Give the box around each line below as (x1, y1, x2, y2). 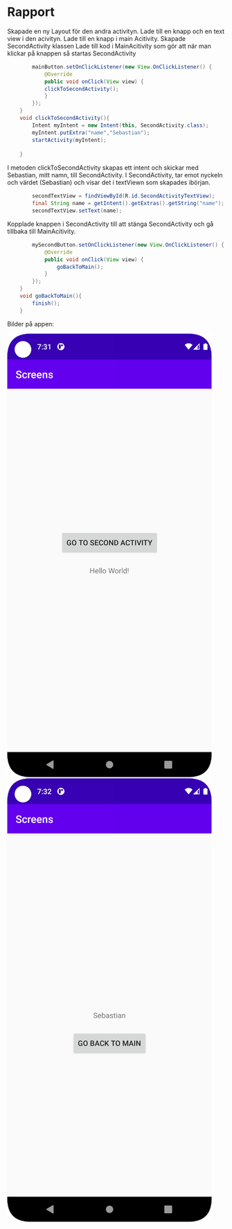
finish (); (32, 299, 60, 307)
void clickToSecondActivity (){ (19, 115, 110, 122)
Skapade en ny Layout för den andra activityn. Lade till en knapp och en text (7, 27, 225, 35)
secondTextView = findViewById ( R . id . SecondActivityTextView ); (32, 193, 215, 200)
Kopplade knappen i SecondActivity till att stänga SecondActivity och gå (7, 220, 214, 228)
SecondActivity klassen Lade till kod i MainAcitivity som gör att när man (7, 42, 211, 50)
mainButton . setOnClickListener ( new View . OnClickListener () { (32, 63, 213, 70)
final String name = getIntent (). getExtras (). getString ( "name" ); (32, 200, 225, 207)
